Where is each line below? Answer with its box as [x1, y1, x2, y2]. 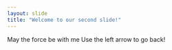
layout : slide [7, 10, 48, 17]
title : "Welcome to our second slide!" [7, 16, 122, 23]
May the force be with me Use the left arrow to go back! [7, 35, 166, 43]
